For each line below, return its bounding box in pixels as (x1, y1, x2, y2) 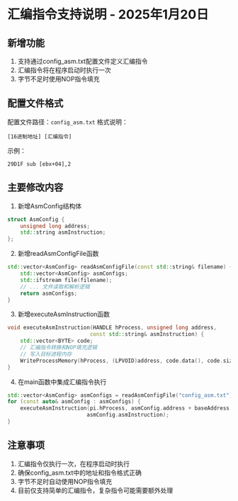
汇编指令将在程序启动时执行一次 (17, 66, 111, 74)
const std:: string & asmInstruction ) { (89, 331, 204, 338)
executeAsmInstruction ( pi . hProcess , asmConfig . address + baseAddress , (20, 405, 233, 412)
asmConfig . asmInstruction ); (86, 412, 170, 419)
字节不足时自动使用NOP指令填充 (17, 477, 112, 485)
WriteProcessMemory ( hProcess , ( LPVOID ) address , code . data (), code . (20, 357, 223, 364)
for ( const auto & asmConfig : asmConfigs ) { (7, 398, 141, 405)
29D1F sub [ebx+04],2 (7, 160, 72, 167)
